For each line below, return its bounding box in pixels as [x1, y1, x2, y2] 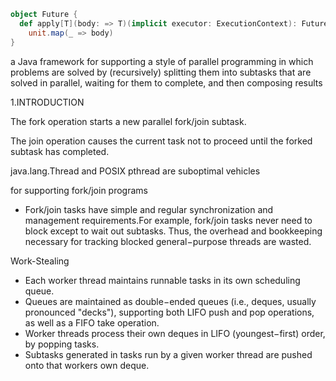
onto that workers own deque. [24, 359, 150, 371]
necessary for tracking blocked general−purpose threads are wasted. [24, 235, 312, 247]
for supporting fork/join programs [10, 184, 148, 196]
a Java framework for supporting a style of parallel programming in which [10, 55, 314, 67]
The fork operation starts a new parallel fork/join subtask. [10, 115, 247, 127]
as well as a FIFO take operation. [24, 316, 160, 329]
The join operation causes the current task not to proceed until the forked [10, 135, 313, 147]
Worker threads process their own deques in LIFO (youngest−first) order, [24, 327, 326, 339]
